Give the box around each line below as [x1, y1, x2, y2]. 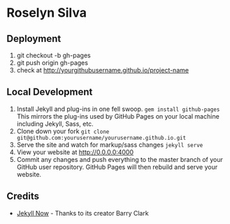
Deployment [6, 33, 62, 45]
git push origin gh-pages [16, 59, 89, 67]
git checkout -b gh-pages [16, 51, 92, 59]
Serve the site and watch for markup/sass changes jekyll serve [16, 140, 203, 149]
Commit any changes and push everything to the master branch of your [16, 155, 223, 163]
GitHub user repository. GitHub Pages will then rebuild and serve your [16, 163, 218, 171]
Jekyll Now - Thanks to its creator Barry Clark [16, 209, 149, 217]
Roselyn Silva [6, 5, 87, 21]
